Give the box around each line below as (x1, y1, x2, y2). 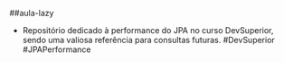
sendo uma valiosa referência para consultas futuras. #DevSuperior (22, 35, 276, 45)
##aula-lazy (9, 8, 54, 18)
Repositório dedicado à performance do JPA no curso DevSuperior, (22, 25, 274, 35)
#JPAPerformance (22, 44, 91, 55)
